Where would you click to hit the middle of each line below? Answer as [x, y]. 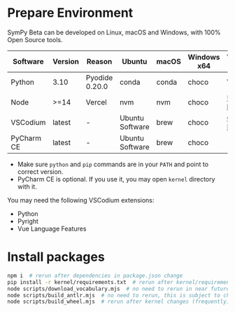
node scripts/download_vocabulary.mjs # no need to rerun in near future [119, 289]
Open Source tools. [35, 39]
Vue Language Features [52, 229]
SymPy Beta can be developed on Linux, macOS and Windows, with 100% [114, 32]
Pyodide [99, 77]
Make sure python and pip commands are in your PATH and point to [113, 164]
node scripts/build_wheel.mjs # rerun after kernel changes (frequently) [119, 302]
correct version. [40, 171]
